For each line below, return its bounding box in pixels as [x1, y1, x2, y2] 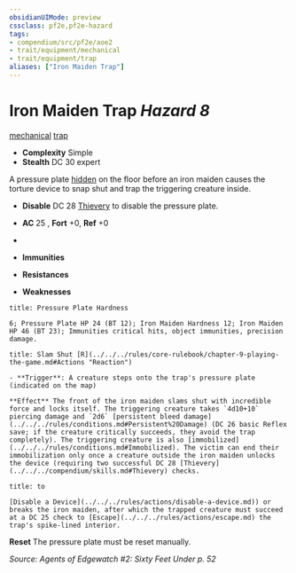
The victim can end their [183, 443, 279, 452]
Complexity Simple [21, 147, 93, 158]
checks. [171, 467, 200, 475]
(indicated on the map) [9, 381, 97, 390]
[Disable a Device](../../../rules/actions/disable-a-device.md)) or [9, 498, 272, 506]
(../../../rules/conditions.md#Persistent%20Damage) [9, 420, 208, 428]
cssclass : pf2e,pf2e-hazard [9, 21, 113, 30]
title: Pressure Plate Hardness [9, 303, 129, 312]
